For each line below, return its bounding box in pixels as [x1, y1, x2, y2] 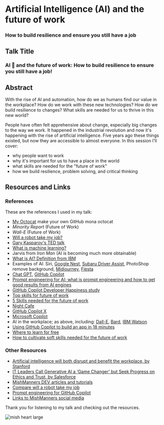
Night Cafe [12, 303, 35, 308]
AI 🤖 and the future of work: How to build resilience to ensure [5, 62, 154, 69]
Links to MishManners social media [12, 395, 84, 401]
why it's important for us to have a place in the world [12, 158, 120, 164]
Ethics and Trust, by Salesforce [12, 374, 76, 380]
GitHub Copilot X [12, 308, 47, 314]
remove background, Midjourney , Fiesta [12, 266, 94, 272]
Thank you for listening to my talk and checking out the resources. [5, 405, 140, 411]
